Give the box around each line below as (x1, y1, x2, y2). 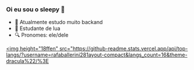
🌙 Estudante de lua (14, 25, 61, 32)
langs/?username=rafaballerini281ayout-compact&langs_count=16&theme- (6, 51, 188, 58)
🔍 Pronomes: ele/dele (14, 32, 69, 39)
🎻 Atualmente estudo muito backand (14, 19, 103, 26)
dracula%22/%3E (6, 58, 49, 65)
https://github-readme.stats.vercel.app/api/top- (72, 45, 188, 52)
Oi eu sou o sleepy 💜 (6, 5, 65, 14)
